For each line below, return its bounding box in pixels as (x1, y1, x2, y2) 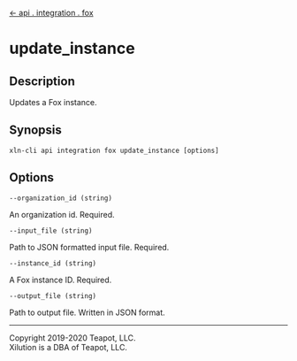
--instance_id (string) (9, 258, 97, 268)
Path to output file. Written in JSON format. (9, 307, 165, 318)
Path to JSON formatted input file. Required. (9, 242, 170, 252)
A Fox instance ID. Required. (9, 274, 112, 285)
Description (9, 73, 75, 88)
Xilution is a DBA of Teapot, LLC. (9, 342, 128, 352)
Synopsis (9, 123, 62, 138)
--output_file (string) (9, 291, 97, 300)
